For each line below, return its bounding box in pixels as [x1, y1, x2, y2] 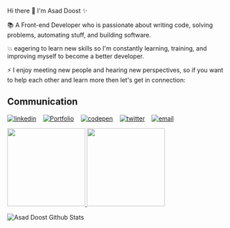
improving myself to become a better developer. [7, 52, 144, 60]
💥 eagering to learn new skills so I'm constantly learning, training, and [7, 44, 207, 52]
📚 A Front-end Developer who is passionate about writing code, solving [7, 21, 213, 29]
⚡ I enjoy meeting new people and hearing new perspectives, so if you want [7, 66, 224, 74]
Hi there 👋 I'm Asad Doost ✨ [7, 7, 88, 15]
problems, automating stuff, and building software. [7, 31, 151, 39]
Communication [7, 96, 78, 107]
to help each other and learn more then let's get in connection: [7, 76, 186, 84]
